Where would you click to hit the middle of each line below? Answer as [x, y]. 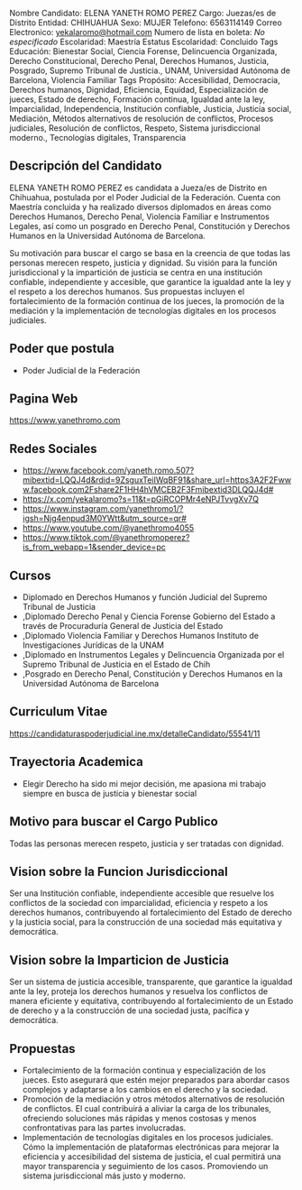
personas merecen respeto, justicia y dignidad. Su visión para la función [143, 263]
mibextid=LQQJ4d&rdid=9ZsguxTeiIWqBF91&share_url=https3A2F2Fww [156, 480]
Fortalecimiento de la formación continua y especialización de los [144, 1070]
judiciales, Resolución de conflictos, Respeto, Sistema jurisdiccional [135, 128]
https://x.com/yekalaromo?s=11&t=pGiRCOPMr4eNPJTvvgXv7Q [141, 499]
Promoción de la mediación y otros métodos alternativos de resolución [154, 1099]
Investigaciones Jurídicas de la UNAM [93, 645]
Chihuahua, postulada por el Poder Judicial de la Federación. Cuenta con [145, 197]
